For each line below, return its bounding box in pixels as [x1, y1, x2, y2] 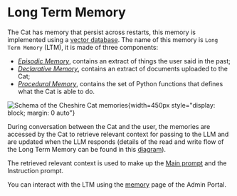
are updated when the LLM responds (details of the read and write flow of [7, 137, 224, 146]
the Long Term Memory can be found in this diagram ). [7, 145, 166, 153]
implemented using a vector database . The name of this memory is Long [7, 35, 218, 43]
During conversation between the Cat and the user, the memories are [7, 122, 211, 130]
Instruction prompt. [7, 166, 64, 175]
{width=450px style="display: [127, 100, 216, 109]
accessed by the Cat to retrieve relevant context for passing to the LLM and [7, 130, 229, 138]
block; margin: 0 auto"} [7, 108, 75, 117]
